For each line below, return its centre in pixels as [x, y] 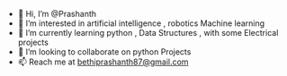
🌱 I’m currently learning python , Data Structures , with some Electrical [148, 33]
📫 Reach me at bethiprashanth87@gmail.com [103, 62]
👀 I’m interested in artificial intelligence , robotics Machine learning [141, 23]
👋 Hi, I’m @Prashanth [57, 14]
